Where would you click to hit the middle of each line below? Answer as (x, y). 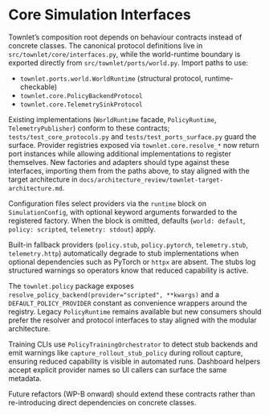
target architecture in (43, 179)
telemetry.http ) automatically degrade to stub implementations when (124, 253)
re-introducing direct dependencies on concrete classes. (102, 402)
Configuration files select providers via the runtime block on (108, 203)
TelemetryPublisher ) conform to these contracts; (89, 128)
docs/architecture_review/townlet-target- (151, 180)
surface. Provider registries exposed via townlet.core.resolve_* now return (134, 145)
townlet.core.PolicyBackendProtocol (81, 96)
